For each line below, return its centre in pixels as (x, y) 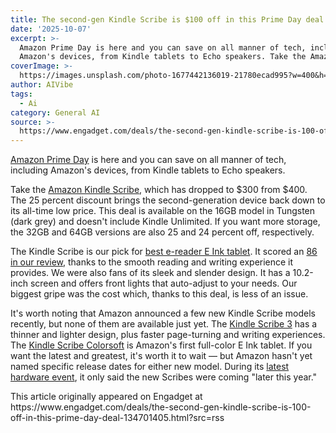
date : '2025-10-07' (51, 29)
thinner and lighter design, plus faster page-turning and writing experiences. (168, 335)
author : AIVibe (42, 85)
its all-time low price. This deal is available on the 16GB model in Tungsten (163, 211)
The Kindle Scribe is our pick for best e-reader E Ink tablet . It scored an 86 (164, 252)
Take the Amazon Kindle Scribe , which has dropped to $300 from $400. (159, 190)
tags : (21, 94)
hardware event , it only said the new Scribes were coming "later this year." (164, 377)
